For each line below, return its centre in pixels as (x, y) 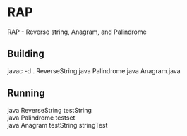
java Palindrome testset (41, 118)
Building (26, 54)
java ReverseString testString (49, 110)
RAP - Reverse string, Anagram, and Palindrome (77, 32)
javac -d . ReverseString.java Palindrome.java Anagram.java (94, 70)
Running (26, 93)
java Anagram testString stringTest (58, 125)
